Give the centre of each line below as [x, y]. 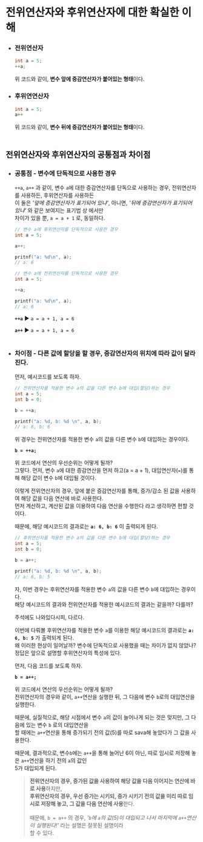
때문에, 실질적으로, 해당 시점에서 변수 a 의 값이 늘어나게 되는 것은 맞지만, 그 [102, 717]
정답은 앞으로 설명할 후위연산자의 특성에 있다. [68, 653]
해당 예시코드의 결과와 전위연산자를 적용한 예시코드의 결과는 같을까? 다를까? [104, 604]
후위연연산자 [32, 96]
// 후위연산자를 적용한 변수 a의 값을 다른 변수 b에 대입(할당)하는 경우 [92, 538]
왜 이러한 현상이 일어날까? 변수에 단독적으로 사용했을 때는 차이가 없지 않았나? [105, 645]
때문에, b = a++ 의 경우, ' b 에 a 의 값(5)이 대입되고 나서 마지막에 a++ [108, 817]
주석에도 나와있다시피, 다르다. [49, 617]
